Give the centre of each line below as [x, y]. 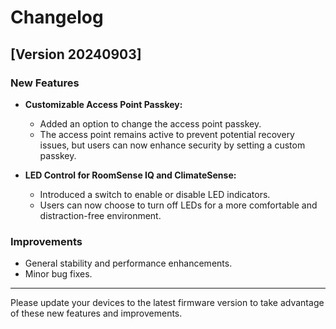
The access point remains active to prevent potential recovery [167, 134]
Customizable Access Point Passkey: [103, 104]
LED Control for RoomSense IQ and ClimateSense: [130, 175]
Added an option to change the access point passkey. [150, 123]
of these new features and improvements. [96, 313]
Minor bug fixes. [58, 274]
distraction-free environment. [100, 215]
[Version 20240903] [76, 54]
